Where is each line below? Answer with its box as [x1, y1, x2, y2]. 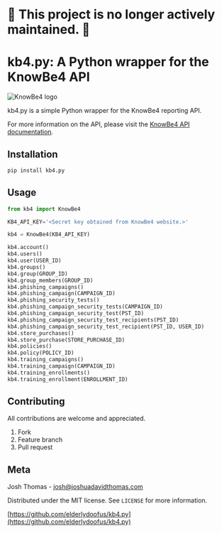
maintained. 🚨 [7, 21, 91, 38]
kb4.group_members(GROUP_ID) [7, 277, 94, 284]
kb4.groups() [7, 263, 46, 270]
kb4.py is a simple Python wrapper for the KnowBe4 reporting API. [7, 106, 202, 115]
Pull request [17, 443, 53, 451]
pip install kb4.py [7, 167, 65, 174]
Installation [7, 148, 58, 160]
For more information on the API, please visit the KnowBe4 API [7, 120, 190, 128]
